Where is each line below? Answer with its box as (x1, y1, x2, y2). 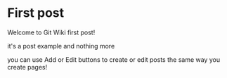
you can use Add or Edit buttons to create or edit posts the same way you (7, 55, 220, 64)
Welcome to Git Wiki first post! (7, 28, 96, 37)
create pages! (7, 63, 48, 71)
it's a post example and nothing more (7, 41, 115, 50)
